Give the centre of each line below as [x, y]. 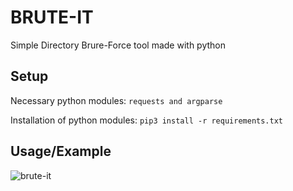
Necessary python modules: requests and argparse [116, 100]
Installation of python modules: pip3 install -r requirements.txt [147, 120]
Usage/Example [61, 151]
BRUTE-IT [52, 17]
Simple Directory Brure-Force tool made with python [118, 45]
